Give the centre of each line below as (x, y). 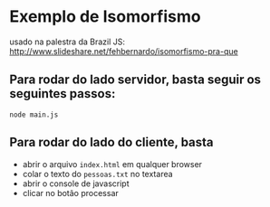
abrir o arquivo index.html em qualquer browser (112, 164)
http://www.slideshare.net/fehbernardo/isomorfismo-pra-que (124, 51)
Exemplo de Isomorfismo (105, 17)
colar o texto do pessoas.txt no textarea (98, 174)
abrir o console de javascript (76, 183)
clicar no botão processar (71, 193)
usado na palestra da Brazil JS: (67, 42)
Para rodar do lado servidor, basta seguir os (135, 80)
